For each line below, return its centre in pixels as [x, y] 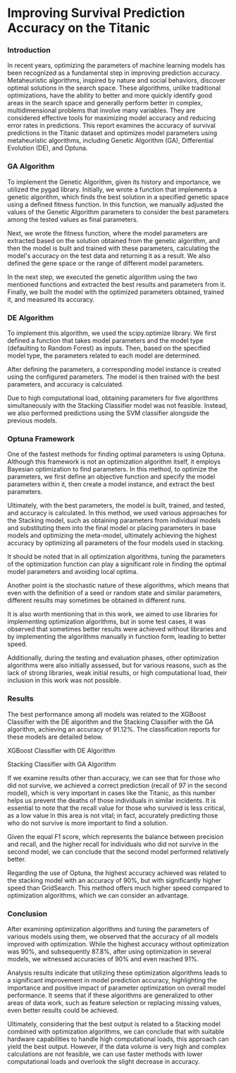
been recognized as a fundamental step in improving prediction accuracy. [114, 73]
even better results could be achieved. [63, 1010]
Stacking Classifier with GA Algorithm [62, 764]
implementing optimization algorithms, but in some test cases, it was [107, 622]
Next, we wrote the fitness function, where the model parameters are [107, 233]
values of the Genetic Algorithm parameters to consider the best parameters [118, 212]
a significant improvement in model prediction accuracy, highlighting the [112, 980]
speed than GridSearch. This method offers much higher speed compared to [118, 888]
